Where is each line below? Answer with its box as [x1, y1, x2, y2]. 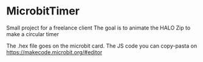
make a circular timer [6, 30, 60, 37]
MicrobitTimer [6, 4, 80, 18]
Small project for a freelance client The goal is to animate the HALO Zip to [6, 24, 191, 31]
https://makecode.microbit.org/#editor [6, 48, 103, 55]
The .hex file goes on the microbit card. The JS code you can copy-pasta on [6, 42, 198, 49]
